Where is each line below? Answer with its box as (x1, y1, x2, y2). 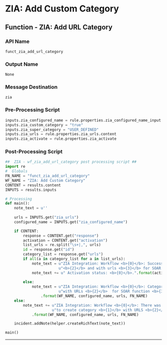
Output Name (5, 60, 38, 67)
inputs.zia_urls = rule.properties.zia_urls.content (5, 132, 117, 137)
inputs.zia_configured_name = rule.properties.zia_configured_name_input (5, 118, 162, 123)
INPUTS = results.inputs (5, 187, 57, 192)
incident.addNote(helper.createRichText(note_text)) (14, 321, 126, 326)
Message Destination (5, 83, 58, 90)
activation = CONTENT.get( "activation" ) (23, 238, 108, 243)
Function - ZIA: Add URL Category (5, 23, 113, 31)
